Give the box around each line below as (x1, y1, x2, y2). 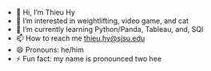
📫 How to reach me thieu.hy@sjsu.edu (15, 34, 145, 43)
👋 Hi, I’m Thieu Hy (15, 8, 76, 17)
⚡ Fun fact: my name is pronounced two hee (15, 54, 162, 63)
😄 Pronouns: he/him (15, 45, 84, 54)
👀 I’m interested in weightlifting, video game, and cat (15, 16, 189, 26)
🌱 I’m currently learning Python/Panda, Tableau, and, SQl (15, 25, 204, 34)
